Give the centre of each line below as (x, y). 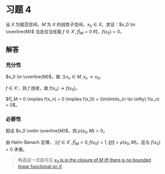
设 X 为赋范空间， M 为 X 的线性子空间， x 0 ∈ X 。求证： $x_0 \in (71, 25)
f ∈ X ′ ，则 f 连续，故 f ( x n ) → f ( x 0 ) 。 (43, 88)
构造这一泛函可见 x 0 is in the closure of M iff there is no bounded (84, 160)
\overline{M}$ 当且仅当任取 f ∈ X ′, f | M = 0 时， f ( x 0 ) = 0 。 (65, 32)
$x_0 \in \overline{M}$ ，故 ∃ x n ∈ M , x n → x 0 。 (55, 77)
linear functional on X (40, 166)
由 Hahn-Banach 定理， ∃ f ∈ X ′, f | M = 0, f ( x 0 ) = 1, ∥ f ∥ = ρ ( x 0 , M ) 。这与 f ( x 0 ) (83, 143)
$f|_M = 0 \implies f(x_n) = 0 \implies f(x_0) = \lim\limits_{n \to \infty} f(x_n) (83, 99)
